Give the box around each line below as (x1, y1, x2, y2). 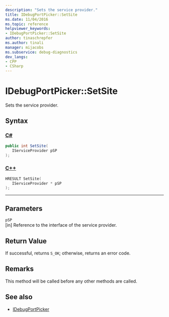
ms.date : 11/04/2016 (5, 17, 49, 22)
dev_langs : (5, 54, 28, 60)
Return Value (5, 237, 47, 245)
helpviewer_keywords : (5, 26, 51, 31)
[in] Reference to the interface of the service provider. (5, 222, 117, 228)
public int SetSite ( (5, 143, 49, 148)
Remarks (5, 265, 34, 273)
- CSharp (5, 64, 24, 69)
